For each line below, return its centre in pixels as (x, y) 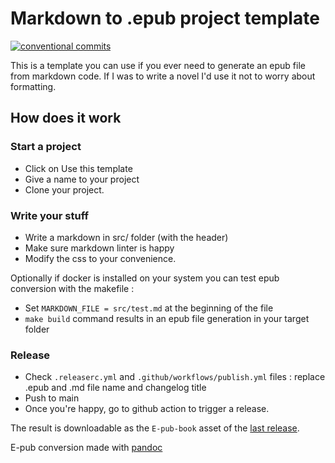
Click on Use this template (78, 168)
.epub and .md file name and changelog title (115, 388)
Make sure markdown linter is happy (99, 248)
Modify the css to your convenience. (100, 258)
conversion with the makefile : (72, 288)
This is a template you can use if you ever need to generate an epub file (158, 65)
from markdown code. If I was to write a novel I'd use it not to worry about (163, 76)
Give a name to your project (82, 179)
